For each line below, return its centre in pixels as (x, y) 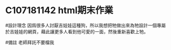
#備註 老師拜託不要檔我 (30, 42)
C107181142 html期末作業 (59, 10)
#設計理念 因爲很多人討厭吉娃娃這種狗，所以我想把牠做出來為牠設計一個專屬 (86, 25)
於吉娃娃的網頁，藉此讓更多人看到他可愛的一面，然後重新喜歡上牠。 (77, 31)
